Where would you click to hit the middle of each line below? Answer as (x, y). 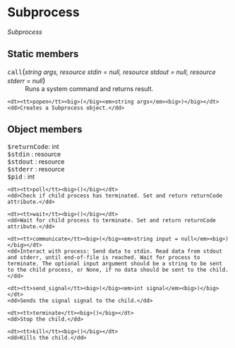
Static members (43, 54)
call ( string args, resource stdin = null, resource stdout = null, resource (112, 71)
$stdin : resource (34, 154)
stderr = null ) (26, 80)
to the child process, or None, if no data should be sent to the (107, 270)
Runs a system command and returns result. (89, 88)
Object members (45, 130)
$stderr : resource (36, 169)
